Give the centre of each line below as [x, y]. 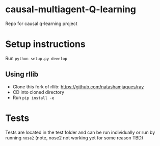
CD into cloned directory [38, 92]
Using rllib [22, 74]
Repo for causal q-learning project [41, 23]
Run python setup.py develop [36, 58]
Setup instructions [45, 44]
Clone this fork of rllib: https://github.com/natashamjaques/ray [78, 87]
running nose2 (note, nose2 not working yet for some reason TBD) [74, 138]
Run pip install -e [33, 98]
